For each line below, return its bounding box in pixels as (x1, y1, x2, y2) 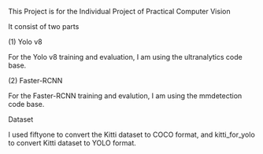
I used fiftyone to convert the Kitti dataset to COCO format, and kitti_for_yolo (8, 130, 256, 139)
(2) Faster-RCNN (8, 76, 63, 85)
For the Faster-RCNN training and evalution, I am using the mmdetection (8, 91, 243, 101)
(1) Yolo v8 (8, 37, 43, 46)
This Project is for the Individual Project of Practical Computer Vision (8, 7, 231, 16)
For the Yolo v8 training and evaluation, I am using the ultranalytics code (8, 53, 243, 61)
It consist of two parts (8, 22, 80, 31)
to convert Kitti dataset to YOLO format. (8, 138, 136, 148)
